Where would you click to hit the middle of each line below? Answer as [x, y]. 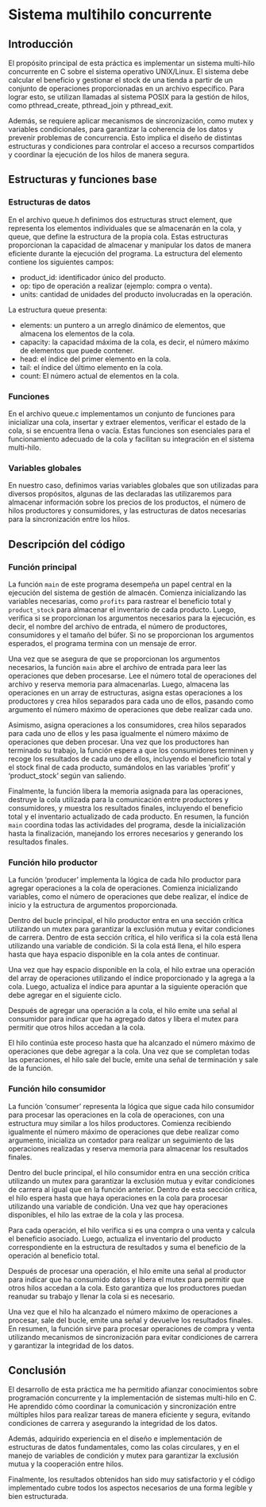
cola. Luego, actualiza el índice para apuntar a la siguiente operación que [128, 987]
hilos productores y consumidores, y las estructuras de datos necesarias [127, 511]
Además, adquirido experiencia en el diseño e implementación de [115, 1439]
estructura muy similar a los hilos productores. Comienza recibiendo [120, 1123]
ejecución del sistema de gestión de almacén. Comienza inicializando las [127, 592]
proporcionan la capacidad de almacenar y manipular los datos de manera [130, 245]
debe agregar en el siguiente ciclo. [65, 995]
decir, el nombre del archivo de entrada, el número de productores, [118, 626]
